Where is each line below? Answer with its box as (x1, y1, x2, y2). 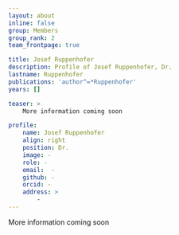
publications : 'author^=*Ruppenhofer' (8, 77, 137, 86)
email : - (22, 166, 56, 174)
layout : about (8, 11, 56, 20)
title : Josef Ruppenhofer (8, 56, 94, 64)
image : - (22, 151, 52, 159)
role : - (22, 159, 48, 166)
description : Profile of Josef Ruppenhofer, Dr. (8, 63, 173, 72)
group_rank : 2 (8, 33, 56, 42)
